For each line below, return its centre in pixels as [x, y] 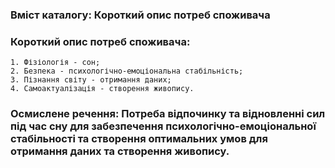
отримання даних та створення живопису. [120, 151]
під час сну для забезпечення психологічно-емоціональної [163, 126]
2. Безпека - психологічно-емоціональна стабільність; [127, 71]
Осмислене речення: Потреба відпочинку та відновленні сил [168, 114]
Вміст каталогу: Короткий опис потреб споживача [140, 15]
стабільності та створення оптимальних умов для [139, 139]
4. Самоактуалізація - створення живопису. [102, 89]
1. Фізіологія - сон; [55, 63]
